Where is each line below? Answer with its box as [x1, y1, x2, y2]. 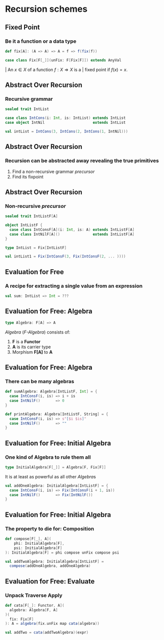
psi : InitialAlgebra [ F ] [14, 545, 63, 551]
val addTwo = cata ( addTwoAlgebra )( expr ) [5, 630, 89, 635]
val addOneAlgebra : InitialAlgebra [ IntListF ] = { [5, 483, 109, 488]
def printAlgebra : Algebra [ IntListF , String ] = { [5, 412, 109, 417]
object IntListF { [5, 223, 43, 228]
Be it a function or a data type [5, 38, 77, 45]
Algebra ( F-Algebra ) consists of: [5, 329, 70, 335]
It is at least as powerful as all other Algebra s [5, 473, 96, 479]
